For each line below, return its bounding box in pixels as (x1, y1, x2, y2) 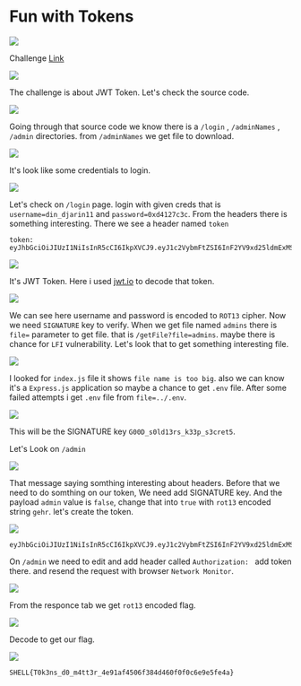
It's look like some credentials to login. (9, 164, 150, 176)
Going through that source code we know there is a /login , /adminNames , (9, 121, 280, 132)
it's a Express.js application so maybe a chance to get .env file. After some (9, 382, 287, 393)
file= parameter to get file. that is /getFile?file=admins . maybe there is (9, 329, 276, 340)
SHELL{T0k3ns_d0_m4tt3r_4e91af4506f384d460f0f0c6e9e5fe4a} (9, 668, 235, 677)
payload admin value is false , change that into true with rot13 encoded (9, 496, 271, 508)
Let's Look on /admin (9, 443, 87, 454)
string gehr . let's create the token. (9, 506, 134, 517)
